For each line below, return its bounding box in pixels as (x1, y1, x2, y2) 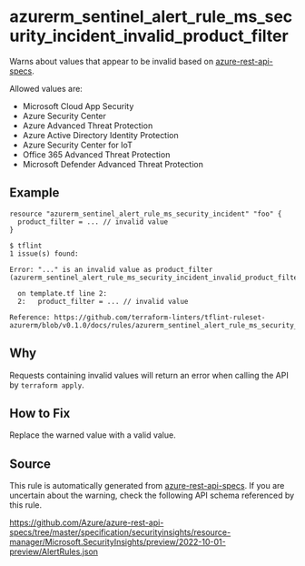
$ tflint (9, 241, 43, 250)
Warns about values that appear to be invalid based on (9, 56, 214, 66)
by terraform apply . (9, 379, 84, 390)
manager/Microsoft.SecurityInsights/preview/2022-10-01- (9, 537, 226, 548)
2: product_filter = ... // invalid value (17, 297, 189, 306)
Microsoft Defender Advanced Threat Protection (22, 158, 204, 169)
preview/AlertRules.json (9, 546, 98, 557)
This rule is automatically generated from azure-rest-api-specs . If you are (9, 480, 285, 491)
